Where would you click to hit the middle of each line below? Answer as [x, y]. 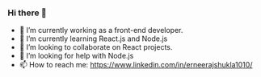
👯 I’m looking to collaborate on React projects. [96, 47]
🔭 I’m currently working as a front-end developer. [101, 30]
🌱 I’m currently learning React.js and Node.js [93, 38]
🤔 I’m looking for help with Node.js [76, 56]
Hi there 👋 [27, 13]
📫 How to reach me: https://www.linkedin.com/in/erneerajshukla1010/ [136, 65]
